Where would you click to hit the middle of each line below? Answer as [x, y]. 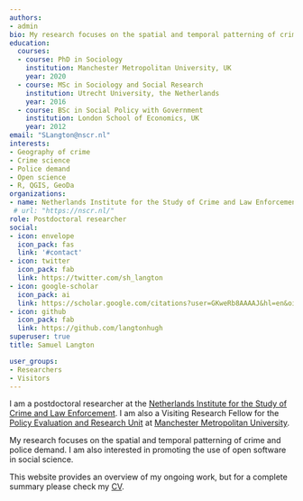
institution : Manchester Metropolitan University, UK [129, 69]
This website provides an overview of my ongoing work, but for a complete [149, 477]
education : [30, 43]
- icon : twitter [40, 261]
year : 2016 [46, 102]
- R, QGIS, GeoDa [42, 186]
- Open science [38, 177]
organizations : [38, 194]
